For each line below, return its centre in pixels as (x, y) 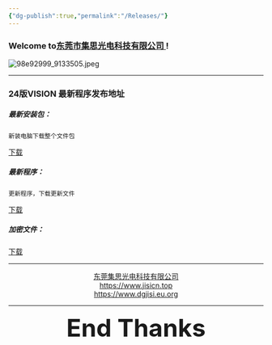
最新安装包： (30, 115)
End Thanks (136, 328)
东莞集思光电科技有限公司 (136, 276)
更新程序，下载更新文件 (42, 194)
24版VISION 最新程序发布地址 (67, 94)
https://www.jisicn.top (136, 285)
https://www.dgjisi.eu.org (136, 294)
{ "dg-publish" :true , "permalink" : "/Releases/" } (88, 16)
